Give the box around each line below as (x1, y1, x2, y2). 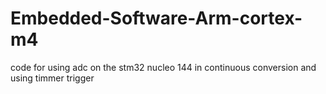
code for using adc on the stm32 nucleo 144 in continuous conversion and (10, 61, 317, 73)
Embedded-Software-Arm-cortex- (10, 7, 303, 30)
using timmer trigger (10, 72, 95, 84)
